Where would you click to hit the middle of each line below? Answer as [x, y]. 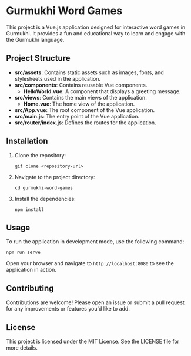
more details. [22, 348]
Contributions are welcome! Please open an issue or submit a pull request [95, 302]
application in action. [31, 270]
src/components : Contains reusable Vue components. [81, 85]
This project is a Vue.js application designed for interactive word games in [96, 27]
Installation [27, 141]
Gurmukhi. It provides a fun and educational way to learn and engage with [96, 33]
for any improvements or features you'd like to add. [68, 309]
